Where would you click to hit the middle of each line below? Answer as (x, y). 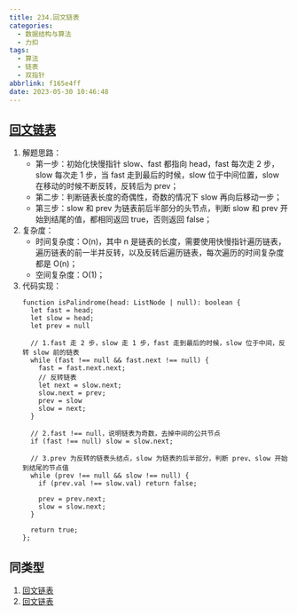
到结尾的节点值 (45, 468)
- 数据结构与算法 (44, 34)
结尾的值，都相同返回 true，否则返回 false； (132, 219)
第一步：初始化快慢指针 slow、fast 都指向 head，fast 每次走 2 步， (157, 164)
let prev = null (60, 326)
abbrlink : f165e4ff (45, 83)
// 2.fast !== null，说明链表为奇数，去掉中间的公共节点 (126, 434)
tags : (19, 51)
